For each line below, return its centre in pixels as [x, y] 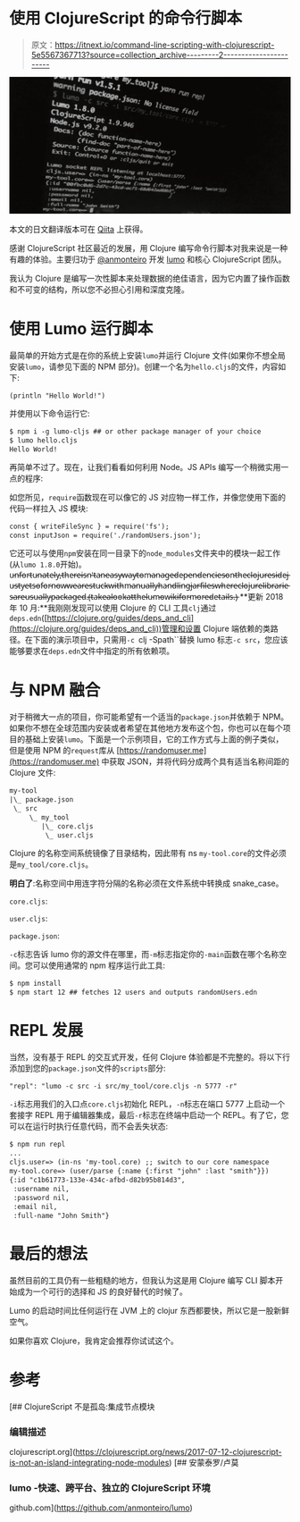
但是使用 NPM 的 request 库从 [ [65, 750]
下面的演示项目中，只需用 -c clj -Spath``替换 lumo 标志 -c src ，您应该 [160, 639]
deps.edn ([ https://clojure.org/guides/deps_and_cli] [102, 618]
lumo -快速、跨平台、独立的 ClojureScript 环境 [110, 1487]
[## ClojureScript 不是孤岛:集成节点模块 [82, 1406]
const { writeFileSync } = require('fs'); [89, 526]
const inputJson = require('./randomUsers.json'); [105, 535]
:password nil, [41, 1198]
